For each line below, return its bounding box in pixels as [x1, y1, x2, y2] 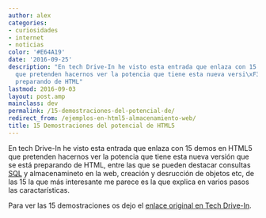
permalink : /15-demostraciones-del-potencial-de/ [8, 107, 176, 115]
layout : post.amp [8, 92, 66, 100]
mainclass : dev [8, 100, 59, 107]
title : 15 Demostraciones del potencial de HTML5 [8, 122, 176, 130]
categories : [8, 19, 47, 27]
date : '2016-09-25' [8, 56, 73, 64]
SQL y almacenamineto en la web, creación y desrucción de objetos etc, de [8, 168, 255, 178]
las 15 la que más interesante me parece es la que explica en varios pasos [8, 177, 249, 186]
